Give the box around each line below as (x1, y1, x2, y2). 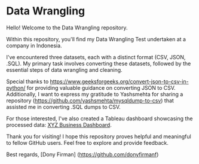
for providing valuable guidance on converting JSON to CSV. (26, 84, 176, 91)
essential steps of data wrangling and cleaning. (6, 66, 123, 73)
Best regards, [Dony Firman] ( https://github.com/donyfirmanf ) (6, 151, 159, 158)
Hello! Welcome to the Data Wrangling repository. (6, 24, 128, 31)
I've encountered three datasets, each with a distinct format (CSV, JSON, (6, 53, 186, 60)
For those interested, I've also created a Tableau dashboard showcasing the (6, 115, 193, 122)
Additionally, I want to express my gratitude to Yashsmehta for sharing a (6, 90, 183, 98)
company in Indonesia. (6, 42, 62, 49)
